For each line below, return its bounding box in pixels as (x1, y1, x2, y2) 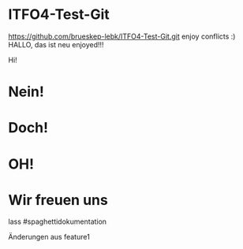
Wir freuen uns (8, 191, 108, 209)
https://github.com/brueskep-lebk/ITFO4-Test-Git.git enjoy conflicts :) (8, 32, 236, 41)
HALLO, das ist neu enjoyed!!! (8, 39, 104, 49)
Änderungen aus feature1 (8, 232, 91, 242)
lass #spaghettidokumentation (8, 217, 107, 226)
